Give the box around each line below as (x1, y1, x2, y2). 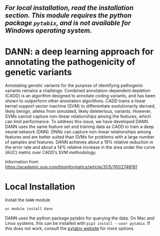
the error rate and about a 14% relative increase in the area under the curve (5, 144, 156, 150)
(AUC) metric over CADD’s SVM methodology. (5, 150, 97, 156)
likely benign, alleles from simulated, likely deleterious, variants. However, (5, 109, 152, 114)
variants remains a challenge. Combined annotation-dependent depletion (5, 88, 151, 94)
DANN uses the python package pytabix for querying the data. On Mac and (5, 215, 155, 221)
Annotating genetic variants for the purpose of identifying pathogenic (5, 82, 144, 89)
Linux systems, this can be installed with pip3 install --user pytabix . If (5, 220, 150, 226)
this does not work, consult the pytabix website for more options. (5, 225, 135, 232)
